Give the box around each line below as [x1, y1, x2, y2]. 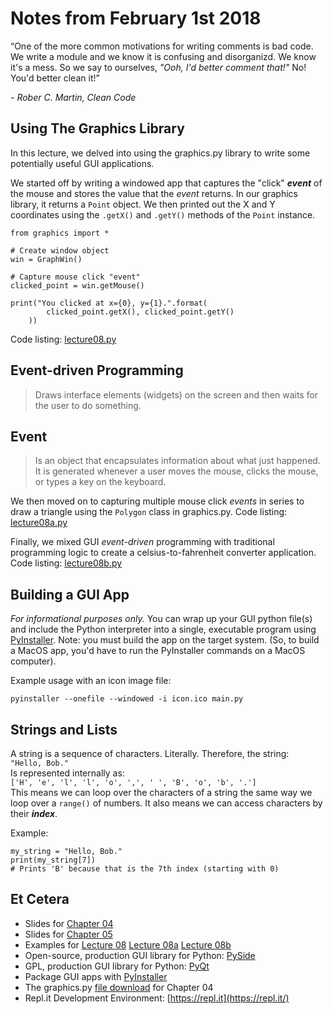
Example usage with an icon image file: [10, 675, 172, 687]
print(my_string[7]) [10, 855, 97, 865]
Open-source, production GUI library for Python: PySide [24, 949, 256, 961]
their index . [10, 808, 58, 819]
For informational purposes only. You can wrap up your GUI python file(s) [10, 613, 313, 625]
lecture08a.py [10, 517, 68, 529]
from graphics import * [10, 228, 110, 238]
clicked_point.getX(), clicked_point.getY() [46, 307, 235, 317]
